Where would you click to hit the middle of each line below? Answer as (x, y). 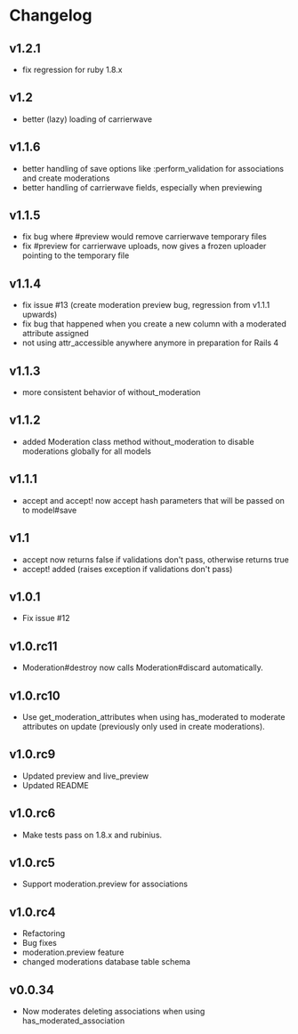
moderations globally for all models (87, 451)
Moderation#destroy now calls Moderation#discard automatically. (143, 667)
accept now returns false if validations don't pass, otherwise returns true (155, 559)
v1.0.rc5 (32, 863)
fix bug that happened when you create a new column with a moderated (154, 324)
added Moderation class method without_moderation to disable (138, 441)
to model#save (49, 510)
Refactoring (44, 933)
